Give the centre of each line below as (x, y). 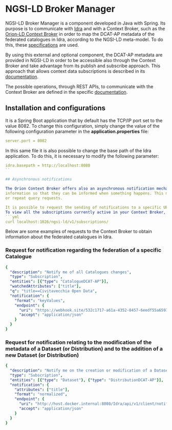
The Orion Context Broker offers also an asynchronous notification (80, 189)
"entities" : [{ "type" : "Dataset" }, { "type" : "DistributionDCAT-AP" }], (87, 380)
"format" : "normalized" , (41, 394)
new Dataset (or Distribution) (42, 355)
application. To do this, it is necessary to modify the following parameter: (82, 156)
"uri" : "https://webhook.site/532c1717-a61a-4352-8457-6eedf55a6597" (94, 310)
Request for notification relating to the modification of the (79, 342)
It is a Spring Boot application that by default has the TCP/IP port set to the (84, 120)
